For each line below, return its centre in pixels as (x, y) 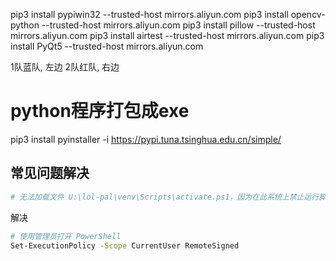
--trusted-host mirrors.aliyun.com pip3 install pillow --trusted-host (178, 25)
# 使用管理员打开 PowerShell (66, 236)
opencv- (308, 14)
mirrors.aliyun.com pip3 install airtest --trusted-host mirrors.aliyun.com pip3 (167, 35)
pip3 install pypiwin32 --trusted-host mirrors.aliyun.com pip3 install (149, 14)
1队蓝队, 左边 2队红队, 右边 (65, 67)
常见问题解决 (50, 173)
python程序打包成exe (100, 111)
